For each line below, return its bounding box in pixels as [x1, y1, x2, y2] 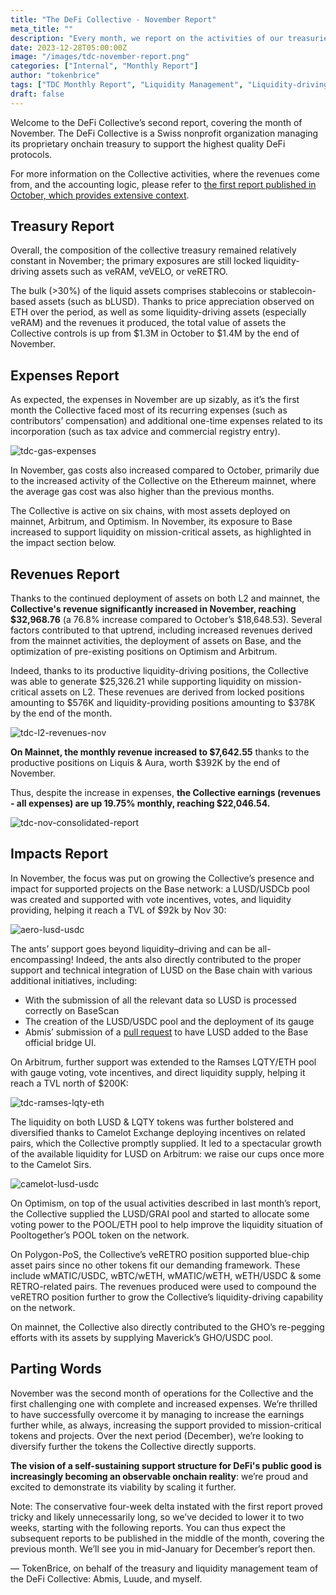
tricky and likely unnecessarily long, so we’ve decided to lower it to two [10, 1511, 305, 1523]
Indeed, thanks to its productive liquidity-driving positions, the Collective [10, 665, 309, 677]
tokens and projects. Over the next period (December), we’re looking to [10, 1429, 304, 1441]
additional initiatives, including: [10, 974, 138, 986]
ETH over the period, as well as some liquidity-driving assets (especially [10, 306, 307, 318]
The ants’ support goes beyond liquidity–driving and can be [10, 942, 256, 955]
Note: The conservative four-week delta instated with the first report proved [10, 1500, 323, 1512]
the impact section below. [10, 537, 117, 549]
